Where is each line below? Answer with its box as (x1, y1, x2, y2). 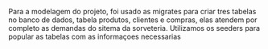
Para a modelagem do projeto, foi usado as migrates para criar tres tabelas (8, 7, 257, 16)
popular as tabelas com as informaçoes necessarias (8, 32, 181, 41)
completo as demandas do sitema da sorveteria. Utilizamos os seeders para (8, 24, 260, 32)
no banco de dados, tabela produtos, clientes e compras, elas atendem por (8, 15, 258, 24)
